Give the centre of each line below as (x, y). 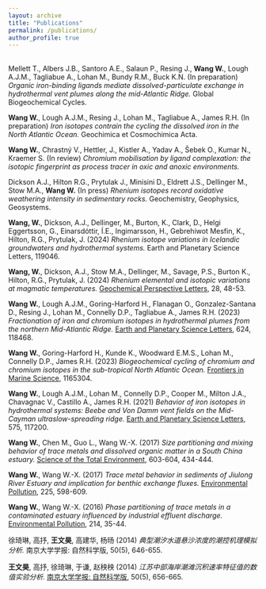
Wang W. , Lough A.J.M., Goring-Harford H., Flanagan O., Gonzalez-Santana (132, 304)
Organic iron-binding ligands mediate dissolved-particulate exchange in (126, 86)
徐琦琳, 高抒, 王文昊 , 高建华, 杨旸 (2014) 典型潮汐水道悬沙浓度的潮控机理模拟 (133, 541)
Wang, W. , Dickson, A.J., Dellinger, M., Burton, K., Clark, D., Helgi (115, 223)
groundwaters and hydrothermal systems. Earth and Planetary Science (124, 248)
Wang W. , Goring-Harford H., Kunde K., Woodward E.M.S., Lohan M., (121, 353)
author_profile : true (44, 38)
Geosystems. (30, 208)
